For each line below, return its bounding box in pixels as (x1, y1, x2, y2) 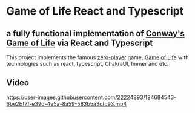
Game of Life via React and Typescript (6, 37, 153, 48)
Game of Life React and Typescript (6, 4, 184, 18)
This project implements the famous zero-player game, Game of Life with (6, 54, 189, 61)
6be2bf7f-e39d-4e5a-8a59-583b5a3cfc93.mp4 (6, 100, 127, 107)
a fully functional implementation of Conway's (6, 28, 185, 39)
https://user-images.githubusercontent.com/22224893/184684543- (6, 94, 177, 101)
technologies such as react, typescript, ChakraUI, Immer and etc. (6, 60, 169, 67)
